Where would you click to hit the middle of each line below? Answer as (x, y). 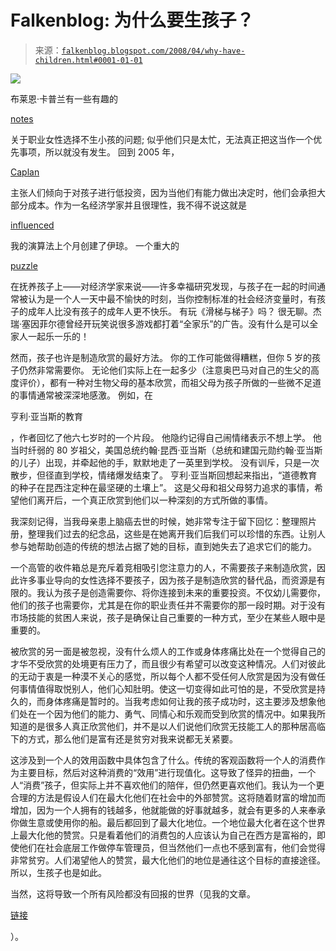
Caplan (25, 172)
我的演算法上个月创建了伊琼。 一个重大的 (95, 245)
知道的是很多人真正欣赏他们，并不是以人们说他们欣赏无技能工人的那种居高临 (168, 726)
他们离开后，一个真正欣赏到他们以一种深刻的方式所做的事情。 (145, 500)
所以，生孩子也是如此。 (58, 872)
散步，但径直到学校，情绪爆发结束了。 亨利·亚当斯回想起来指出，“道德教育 (164, 475)
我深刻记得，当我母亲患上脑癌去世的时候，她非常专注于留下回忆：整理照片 (163, 521)
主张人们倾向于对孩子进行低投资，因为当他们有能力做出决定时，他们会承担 (163, 192)
